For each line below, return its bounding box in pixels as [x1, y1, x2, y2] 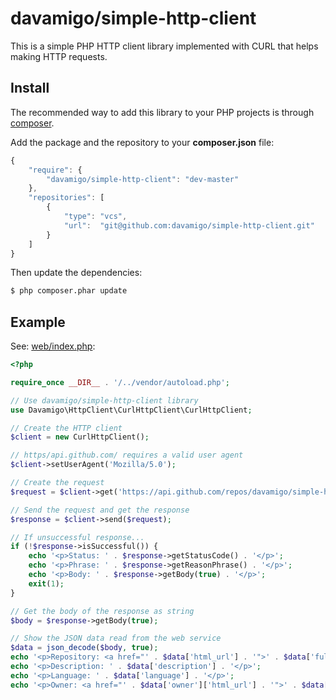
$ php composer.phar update [10, 286, 128, 296]
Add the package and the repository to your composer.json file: [10, 136, 275, 148]
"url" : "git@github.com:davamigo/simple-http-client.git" [63, 220, 315, 231]
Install [10, 80, 50, 97]
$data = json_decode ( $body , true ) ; [10, 643, 159, 653]
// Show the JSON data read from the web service [10, 633, 222, 644]
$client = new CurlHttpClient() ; [10, 432, 150, 442]
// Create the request [10, 478, 105, 488]
